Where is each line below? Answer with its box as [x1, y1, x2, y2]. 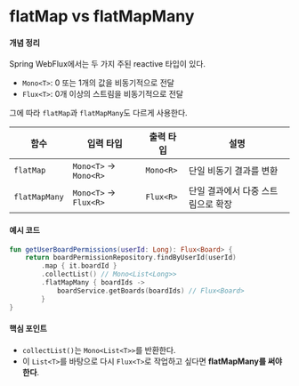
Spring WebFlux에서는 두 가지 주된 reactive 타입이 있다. [9, 59, 206, 69]
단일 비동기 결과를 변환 [188, 165, 279, 177]
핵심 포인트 [9, 323, 47, 334]
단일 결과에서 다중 [188, 185, 260, 197]
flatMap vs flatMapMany [9, 6, 195, 27]
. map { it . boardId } [41, 261, 117, 270]
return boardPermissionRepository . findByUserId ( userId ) [25, 253, 238, 262]
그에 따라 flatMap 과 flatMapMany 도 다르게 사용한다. [9, 108, 189, 118]
